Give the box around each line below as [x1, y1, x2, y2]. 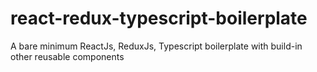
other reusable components [10, 50, 125, 62]
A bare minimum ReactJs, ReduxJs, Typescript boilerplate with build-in [10, 40, 303, 52]
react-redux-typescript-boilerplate [10, 7, 308, 30]
